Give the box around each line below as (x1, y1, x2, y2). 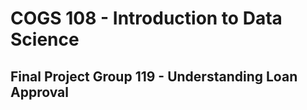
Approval (10, 83, 69, 101)
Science (10, 28, 80, 51)
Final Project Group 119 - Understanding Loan (10, 68, 298, 85)
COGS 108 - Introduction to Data (10, 7, 283, 30)
